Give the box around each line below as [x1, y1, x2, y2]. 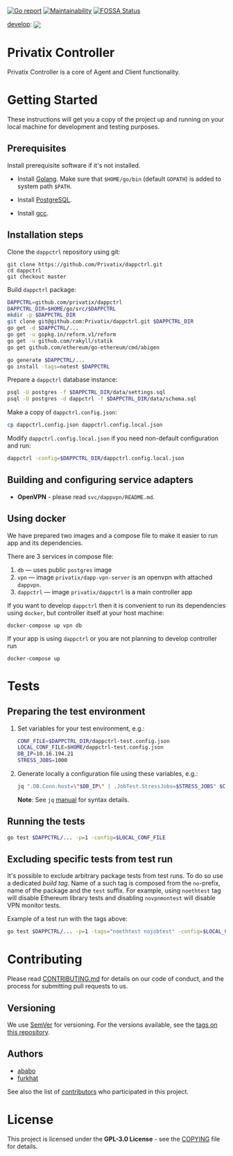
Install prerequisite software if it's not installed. [7, 161, 141, 170]
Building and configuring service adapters [7, 474, 194, 486]
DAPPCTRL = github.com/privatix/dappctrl [7, 299, 123, 306]
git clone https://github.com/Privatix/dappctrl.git [7, 261, 163, 268]
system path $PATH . [17, 181, 72, 190]
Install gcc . [17, 209, 49, 217]
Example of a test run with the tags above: [7, 915, 128, 923]
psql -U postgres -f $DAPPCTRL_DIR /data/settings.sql [7, 389, 166, 396]
